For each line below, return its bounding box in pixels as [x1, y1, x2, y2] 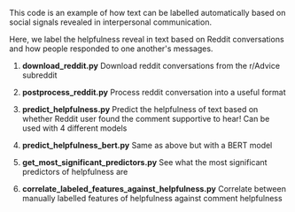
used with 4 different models [21, 123, 128, 133]
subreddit [21, 70, 58, 80]
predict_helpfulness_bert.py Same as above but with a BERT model [21, 140, 273, 150]
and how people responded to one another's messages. [9, 43, 213, 54]
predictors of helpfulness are [21, 167, 128, 177]
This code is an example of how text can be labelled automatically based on [9, 8, 286, 18]
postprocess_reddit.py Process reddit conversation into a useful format [21, 87, 286, 97]
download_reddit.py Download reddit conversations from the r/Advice [21, 61, 281, 71]
